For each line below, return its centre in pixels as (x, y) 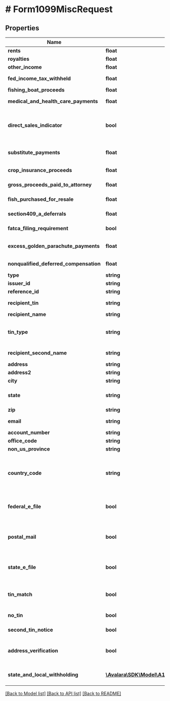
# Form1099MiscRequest (59, 9)
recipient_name (27, 314)
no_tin (15, 615)
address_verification (33, 651)
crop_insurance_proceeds (40, 170)
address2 (19, 373)
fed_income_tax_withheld (39, 78)
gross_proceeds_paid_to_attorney (50, 185)
